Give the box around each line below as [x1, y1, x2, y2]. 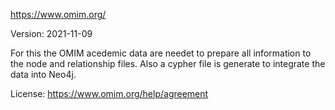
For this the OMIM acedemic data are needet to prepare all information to [10, 47, 312, 59]
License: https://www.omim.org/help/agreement [10, 88, 209, 99]
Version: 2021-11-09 [10, 28, 93, 39]
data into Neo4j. [10, 69, 77, 80]
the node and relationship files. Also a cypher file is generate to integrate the [10, 58, 326, 69]
